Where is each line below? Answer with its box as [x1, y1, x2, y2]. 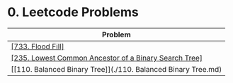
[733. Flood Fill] [11, 41, 64, 51]
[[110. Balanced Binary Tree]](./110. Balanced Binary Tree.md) [11, 64, 222, 74]
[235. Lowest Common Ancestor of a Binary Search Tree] [11, 53, 203, 63]
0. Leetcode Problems [7, 4, 140, 20]
